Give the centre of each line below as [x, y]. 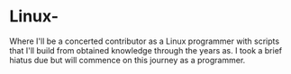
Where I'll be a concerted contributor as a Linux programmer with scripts [145, 41]
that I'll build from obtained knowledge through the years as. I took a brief [146, 50]
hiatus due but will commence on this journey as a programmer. [127, 60]
